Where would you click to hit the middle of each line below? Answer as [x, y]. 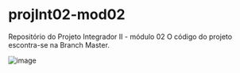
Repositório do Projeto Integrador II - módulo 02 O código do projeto [120, 36]
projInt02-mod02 [67, 15]
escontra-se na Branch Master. [59, 44]
